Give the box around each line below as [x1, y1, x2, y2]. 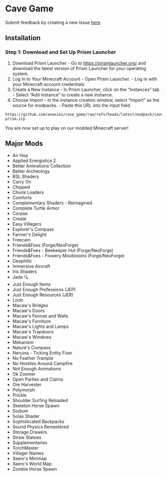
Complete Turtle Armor [12, 205, 60, 211]
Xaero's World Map [12, 461, 52, 467]
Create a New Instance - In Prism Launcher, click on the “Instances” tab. [12, 86, 161, 92]
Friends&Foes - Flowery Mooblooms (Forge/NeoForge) [12, 253, 125, 259]
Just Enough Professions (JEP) [12, 287, 76, 293]
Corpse [12, 211, 28, 217]
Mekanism [12, 339, 34, 345]
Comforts [12, 195, 32, 201]
